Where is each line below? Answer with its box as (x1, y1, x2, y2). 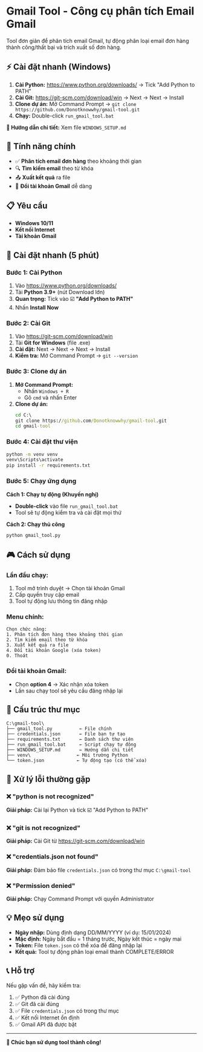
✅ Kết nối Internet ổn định (14, 1014, 80, 1021)
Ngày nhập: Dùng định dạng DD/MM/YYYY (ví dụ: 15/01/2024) (14, 929, 171, 936)
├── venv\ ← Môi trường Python (6, 752, 129, 758)
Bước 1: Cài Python (6, 268, 62, 277)
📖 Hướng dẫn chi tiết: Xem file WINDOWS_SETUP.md (6, 123, 127, 131)
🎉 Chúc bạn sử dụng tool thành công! (6, 1038, 101, 1045)
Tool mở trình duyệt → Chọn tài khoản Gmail (14, 585, 125, 592)
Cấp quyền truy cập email (14, 591, 80, 599)
